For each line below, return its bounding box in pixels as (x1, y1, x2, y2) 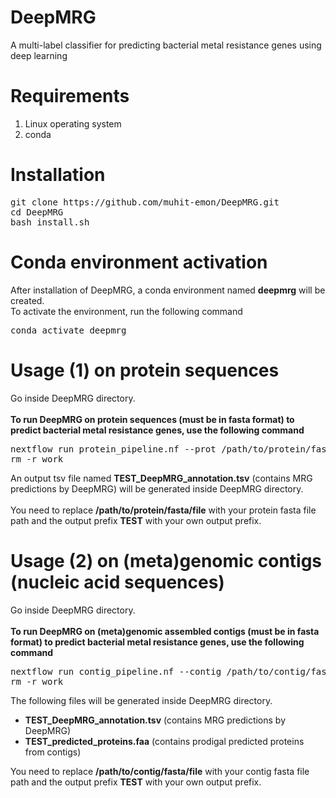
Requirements (10, 85, 130, 108)
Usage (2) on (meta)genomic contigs (10, 549, 323, 572)
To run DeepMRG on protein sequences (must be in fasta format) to (10, 413, 295, 425)
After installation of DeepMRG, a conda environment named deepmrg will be (10, 284, 326, 296)
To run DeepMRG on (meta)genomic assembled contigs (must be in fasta (10, 625, 320, 637)
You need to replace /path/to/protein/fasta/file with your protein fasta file (10, 504, 317, 516)
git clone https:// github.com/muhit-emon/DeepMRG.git (10, 196, 280, 208)
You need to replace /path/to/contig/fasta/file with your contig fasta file (10, 765, 310, 777)
